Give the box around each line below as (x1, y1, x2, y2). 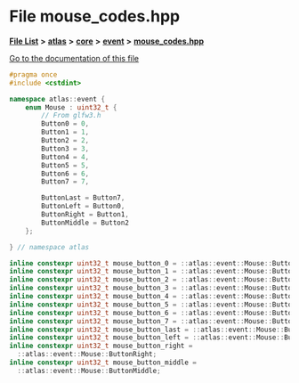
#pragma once (9, 69, 58, 79)
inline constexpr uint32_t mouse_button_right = (9, 341, 193, 351)
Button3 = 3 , (41, 144, 90, 153)
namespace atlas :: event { (9, 94, 105, 103)
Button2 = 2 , (41, 136, 90, 145)
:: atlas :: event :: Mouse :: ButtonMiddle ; (17, 366, 162, 375)
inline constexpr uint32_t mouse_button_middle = (9, 358, 198, 367)
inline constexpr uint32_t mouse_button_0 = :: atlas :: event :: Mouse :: (9, 258, 273, 268)
